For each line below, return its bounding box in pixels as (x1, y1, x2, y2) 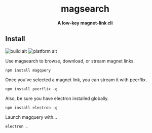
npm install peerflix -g (5, 86, 58, 91)
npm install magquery (5, 68, 51, 73)
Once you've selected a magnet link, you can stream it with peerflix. (5, 77, 147, 83)
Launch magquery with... (5, 114, 57, 120)
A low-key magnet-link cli (57, 20, 113, 26)
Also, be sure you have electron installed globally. (5, 95, 109, 102)
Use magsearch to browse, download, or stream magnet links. (5, 58, 135, 64)
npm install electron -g (5, 105, 58, 110)
